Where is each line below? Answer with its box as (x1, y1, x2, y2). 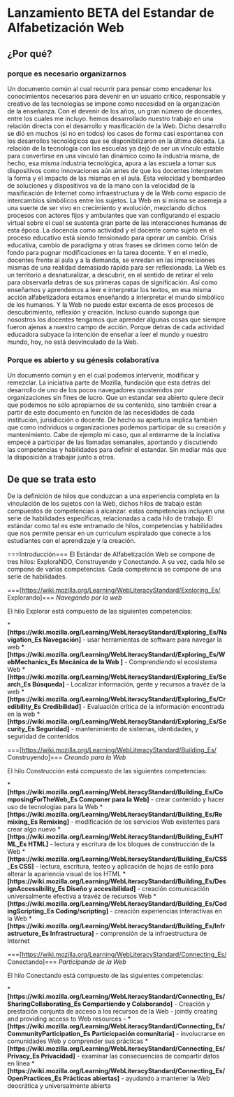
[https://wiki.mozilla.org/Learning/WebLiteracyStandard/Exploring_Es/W (7, 650, 226, 658)
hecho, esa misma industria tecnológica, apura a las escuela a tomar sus (7, 159, 217, 167)
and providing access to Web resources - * (7, 1014, 131, 1023)
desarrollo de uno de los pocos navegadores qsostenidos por (7, 386, 184, 394)
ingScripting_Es (7, 906, 54, 915)
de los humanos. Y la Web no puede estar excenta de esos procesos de (7, 300, 214, 309)
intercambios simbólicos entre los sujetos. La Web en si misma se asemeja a (7, 196, 227, 205)
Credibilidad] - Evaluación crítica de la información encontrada (42, 702, 225, 710)
